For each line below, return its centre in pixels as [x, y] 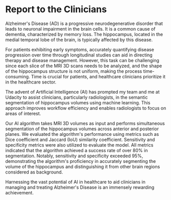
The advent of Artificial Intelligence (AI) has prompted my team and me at [82, 92]
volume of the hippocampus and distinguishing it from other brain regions [83, 166]
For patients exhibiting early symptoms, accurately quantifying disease [80, 49]
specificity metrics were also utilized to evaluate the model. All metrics [79, 145]
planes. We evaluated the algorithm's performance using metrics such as [82, 134]
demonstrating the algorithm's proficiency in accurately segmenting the [81, 161]
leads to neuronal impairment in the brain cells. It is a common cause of [80, 28]
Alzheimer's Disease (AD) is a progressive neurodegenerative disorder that [84, 23]
